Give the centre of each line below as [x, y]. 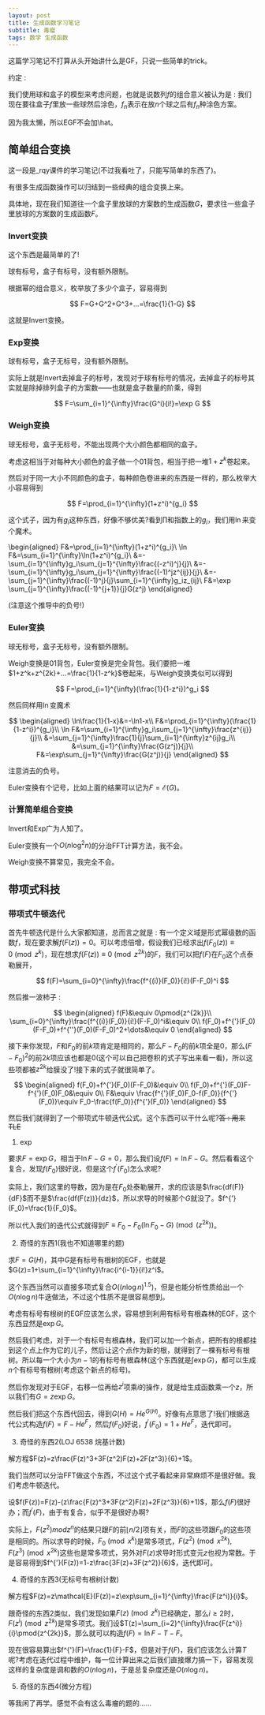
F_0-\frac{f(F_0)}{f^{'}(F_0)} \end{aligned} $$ [153, 1102]
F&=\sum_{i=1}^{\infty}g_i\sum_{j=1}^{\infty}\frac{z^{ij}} [162, 729]
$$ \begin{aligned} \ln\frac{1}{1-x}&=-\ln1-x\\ [81, 721]
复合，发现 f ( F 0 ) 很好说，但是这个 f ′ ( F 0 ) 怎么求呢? [85, 1169]
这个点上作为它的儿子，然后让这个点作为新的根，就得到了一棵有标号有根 [132, 1350]
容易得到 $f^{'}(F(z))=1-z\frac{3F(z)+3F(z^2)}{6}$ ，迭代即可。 [116, 1562]
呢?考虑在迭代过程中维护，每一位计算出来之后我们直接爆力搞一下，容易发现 [131, 1659]
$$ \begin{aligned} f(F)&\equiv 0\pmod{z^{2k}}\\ [132, 1013]
